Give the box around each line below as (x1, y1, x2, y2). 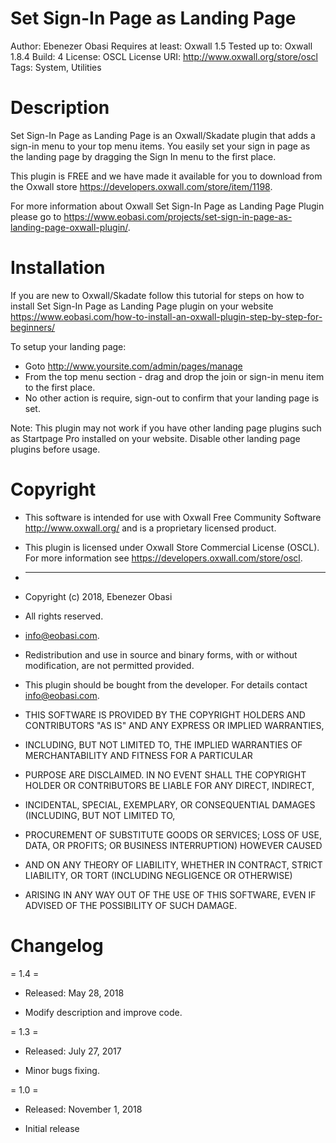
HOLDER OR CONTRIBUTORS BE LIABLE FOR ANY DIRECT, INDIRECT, (24, 779, 315, 791)
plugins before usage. (10, 443, 101, 455)
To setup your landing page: (10, 340, 127, 352)
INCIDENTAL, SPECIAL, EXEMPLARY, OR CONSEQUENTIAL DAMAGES (24, 798, 316, 811)
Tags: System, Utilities (10, 61, 102, 73)
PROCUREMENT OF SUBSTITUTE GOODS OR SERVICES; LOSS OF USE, (24, 828, 322, 841)
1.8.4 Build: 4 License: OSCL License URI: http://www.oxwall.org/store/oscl (10, 50, 319, 62)
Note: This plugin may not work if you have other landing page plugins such (10, 422, 322, 434)
